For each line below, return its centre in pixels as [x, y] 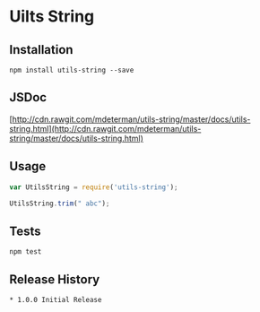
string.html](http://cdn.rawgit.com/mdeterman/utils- [105, 128]
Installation [41, 50]
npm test [26, 252]
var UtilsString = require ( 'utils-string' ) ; [94, 187]
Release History [55, 279]
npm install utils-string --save [72, 70]
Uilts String [52, 17]
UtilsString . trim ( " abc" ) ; [60, 204]
